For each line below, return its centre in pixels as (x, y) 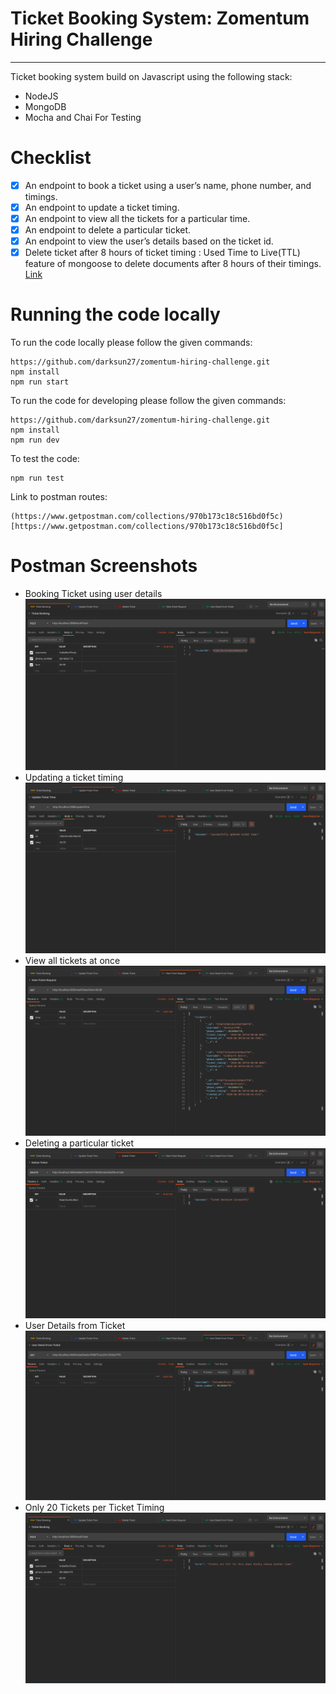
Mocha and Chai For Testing (83, 117)
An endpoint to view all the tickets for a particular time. (137, 218)
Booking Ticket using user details (93, 594)
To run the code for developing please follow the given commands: (148, 401)
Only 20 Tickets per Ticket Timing (94, 1508)
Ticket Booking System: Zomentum (160, 18)
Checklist (51, 158)
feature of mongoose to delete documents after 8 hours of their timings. (173, 264)
